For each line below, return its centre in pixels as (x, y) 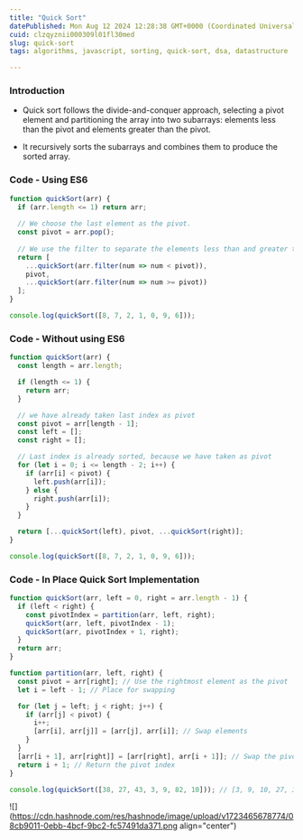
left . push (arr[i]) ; (69, 482)
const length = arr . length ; (70, 366)
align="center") (208, 826)
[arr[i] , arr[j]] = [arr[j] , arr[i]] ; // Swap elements (140, 732)
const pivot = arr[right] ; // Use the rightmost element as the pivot (153, 681)
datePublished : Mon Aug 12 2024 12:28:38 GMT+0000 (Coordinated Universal (153, 26)
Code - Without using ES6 (67, 338)
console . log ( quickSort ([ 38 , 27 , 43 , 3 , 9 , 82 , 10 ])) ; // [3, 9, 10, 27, (149, 789)
